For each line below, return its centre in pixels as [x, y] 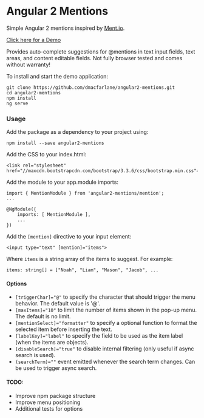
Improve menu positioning [48, 402]
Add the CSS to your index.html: [46, 155]
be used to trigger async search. [56, 368]
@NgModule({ [21, 209]
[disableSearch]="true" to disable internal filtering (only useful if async [104, 349]
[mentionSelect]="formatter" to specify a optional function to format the [106, 323]
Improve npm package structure [55, 395]
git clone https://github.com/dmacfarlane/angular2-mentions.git [90, 87]
